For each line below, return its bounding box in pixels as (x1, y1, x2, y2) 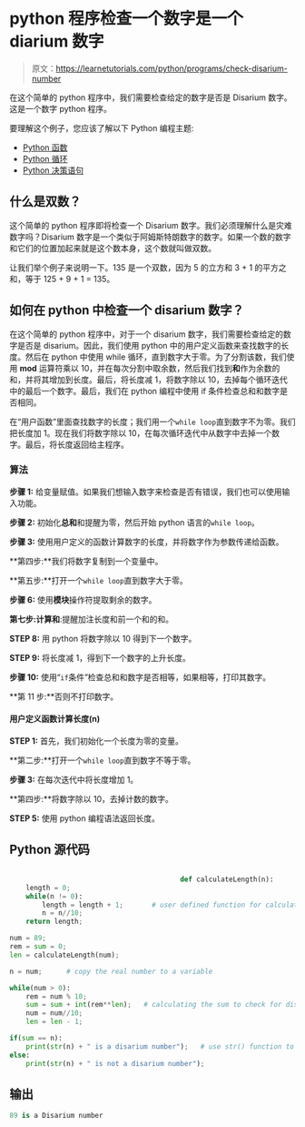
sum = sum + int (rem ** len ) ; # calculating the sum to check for (25, 1000, 282, 1010)
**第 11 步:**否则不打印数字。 (9, 691, 119, 702)
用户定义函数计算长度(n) (9, 714, 101, 725)
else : (9, 1051, 30, 1060)
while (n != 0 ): (25, 891, 84, 901)
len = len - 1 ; (25, 1017, 84, 1027)
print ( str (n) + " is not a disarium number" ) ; (25, 1059, 205, 1068)
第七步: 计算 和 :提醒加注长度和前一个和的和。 (9, 614, 174, 624)
